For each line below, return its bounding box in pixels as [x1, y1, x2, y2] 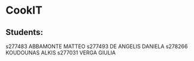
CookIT [5, 4, 43, 17]
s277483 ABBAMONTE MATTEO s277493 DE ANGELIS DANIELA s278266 [5, 43, 188, 50]
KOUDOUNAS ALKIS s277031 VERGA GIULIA [5, 49, 116, 56]
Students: [5, 27, 43, 37]
